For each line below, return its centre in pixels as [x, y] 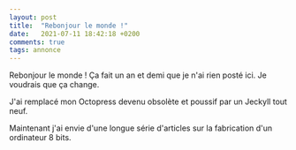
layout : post [33, 17]
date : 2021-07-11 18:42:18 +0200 [75, 34]
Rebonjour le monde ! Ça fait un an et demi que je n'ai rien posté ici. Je [138, 75]
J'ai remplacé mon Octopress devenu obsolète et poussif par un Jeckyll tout [148, 101]
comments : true [37, 42]
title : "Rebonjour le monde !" [68, 26]
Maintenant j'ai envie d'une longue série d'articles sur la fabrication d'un [141, 128]
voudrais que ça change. [54, 85]
